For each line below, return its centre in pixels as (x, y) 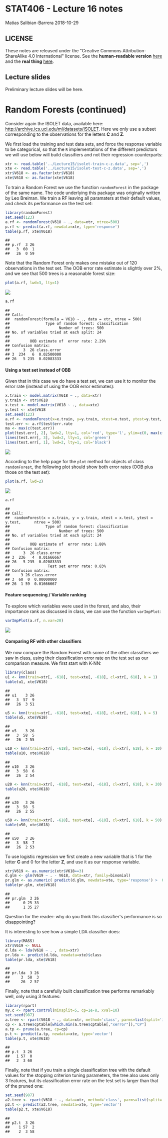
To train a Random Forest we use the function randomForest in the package (82, 187)
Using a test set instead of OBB (38, 370)
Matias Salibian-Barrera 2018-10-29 (42, 23)
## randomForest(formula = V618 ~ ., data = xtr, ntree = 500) (73, 319)
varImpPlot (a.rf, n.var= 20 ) (34, 621)
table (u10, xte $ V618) (28, 753)
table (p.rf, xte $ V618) (29, 231)
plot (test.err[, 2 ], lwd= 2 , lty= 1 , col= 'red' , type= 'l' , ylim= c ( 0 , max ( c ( (85, 433)
